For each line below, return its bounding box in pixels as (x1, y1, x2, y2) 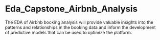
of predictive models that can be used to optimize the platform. (5, 29, 132, 35)
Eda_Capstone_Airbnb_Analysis (5, 3, 138, 14)
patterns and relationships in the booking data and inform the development (5, 24, 156, 30)
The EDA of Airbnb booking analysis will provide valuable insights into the (5, 19, 154, 25)
